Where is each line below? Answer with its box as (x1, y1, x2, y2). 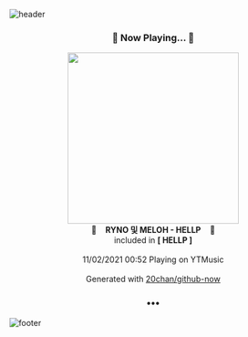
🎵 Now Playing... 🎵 (111, 31, 195, 44)
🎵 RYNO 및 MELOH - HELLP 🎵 (90, 225, 216, 236)
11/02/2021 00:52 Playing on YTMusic (81, 254, 225, 265)
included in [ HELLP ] (113, 235, 193, 246)
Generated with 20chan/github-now (86, 274, 221, 285)
